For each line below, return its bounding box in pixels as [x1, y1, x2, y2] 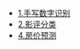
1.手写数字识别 [17, 8, 71, 18]
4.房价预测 [17, 30, 57, 40]
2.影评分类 [17, 19, 57, 29]
